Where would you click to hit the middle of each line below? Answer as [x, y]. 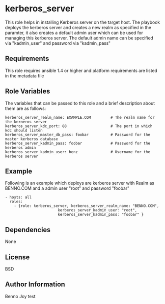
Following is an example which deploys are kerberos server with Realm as [80, 183]
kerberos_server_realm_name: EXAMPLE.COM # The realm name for [80, 117]
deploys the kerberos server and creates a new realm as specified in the [78, 27]
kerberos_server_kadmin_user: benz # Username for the [78, 152]
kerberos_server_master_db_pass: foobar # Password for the [78, 135]
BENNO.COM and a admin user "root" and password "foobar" [67, 188]
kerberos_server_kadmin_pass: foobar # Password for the [78, 143]
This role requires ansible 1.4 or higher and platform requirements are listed [81, 70]
